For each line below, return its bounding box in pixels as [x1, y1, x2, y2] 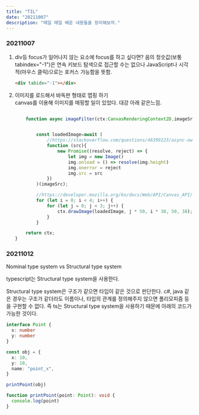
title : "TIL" [6, 8, 38, 15]
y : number [11, 333, 36, 339]
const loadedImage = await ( [36, 131, 103, 138]
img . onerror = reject [68, 165, 121, 170]
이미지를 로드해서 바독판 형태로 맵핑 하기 [14, 91, 108, 98]
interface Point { [6, 322, 52, 328]
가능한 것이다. [6, 310, 38, 317]
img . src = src [68, 170, 103, 176]
